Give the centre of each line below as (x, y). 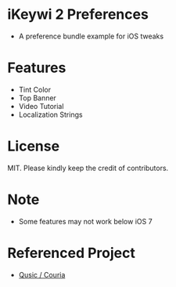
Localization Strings (50, 114)
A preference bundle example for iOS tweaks (91, 36)
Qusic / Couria (42, 274)
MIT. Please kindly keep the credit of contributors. (88, 168)
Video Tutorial (41, 106)
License (34, 146)
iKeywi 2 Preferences (78, 15)
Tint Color (35, 89)
